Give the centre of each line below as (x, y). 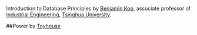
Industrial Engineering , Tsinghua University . (59, 15)
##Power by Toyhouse (33, 26)
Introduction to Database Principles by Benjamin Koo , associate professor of (98, 8)
